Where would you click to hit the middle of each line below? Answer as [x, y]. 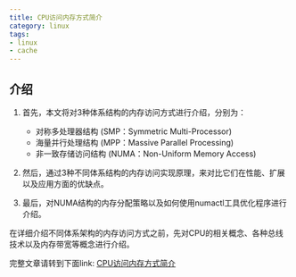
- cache [24, 51]
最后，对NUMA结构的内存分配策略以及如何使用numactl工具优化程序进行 [154, 203]
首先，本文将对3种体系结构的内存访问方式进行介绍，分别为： [134, 112]
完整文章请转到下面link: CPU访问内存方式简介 [93, 263]
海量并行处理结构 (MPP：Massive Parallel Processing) [135, 142]
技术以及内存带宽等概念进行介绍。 [72, 244]
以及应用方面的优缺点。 [65, 183]
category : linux [39, 26]
